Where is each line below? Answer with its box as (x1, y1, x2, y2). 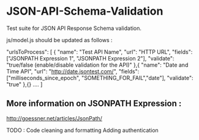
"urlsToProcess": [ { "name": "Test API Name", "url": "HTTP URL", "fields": (6, 48, 193, 56)
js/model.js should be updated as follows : (6, 36, 113, 43)
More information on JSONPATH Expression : (6, 98, 182, 109)
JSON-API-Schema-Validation (6, 4, 163, 18)
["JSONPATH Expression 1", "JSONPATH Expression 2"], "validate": (6, 54, 175, 62)
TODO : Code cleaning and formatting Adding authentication (6, 127, 159, 134)
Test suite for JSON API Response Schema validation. (6, 24, 142, 32)
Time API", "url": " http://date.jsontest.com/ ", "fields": (6, 67, 140, 75)
